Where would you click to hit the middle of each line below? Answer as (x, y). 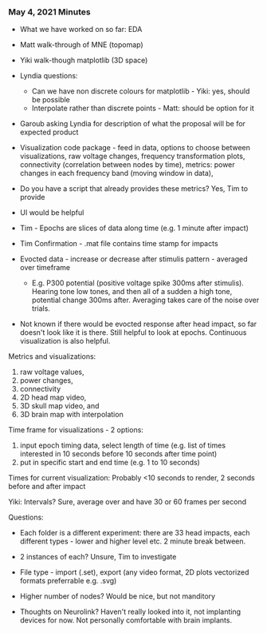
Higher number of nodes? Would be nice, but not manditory (118, 596)
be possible (51, 100)
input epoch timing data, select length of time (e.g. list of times (122, 445)
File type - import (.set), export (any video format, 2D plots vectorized (134, 572)
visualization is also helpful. (65, 341)
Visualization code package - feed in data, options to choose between (135, 148)
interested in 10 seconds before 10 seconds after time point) (118, 454)
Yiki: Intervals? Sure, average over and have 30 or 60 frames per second (128, 502)
